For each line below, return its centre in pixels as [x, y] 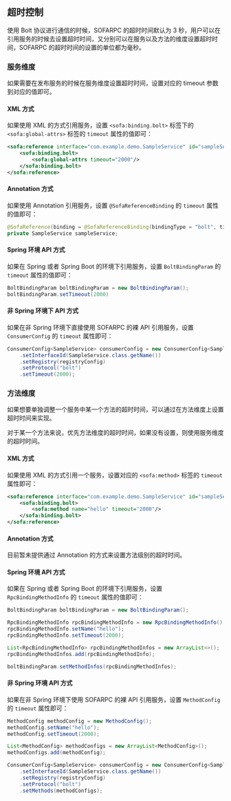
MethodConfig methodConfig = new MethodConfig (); [80, 721]
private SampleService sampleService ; [63, 233]
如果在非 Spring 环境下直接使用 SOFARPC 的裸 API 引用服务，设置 [100, 327]
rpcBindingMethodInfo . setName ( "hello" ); [66, 629]
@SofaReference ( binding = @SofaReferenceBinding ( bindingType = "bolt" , [112, 227]
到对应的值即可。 [31, 92]
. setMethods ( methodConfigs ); [61, 791]
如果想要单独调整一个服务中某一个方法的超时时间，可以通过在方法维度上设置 [115, 409]
